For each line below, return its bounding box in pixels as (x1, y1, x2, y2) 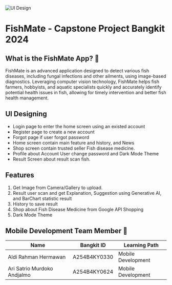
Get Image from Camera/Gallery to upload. (12, 185, 103, 191)
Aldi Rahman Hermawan (8, 254, 66, 261)
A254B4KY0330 (72, 254, 114, 261)
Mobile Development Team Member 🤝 (5, 227, 128, 235)
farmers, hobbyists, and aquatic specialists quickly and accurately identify (5, 84, 162, 90)
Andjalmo (8, 272, 31, 279)
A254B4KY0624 (72, 268, 114, 275)
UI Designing (5, 110, 47, 118)
